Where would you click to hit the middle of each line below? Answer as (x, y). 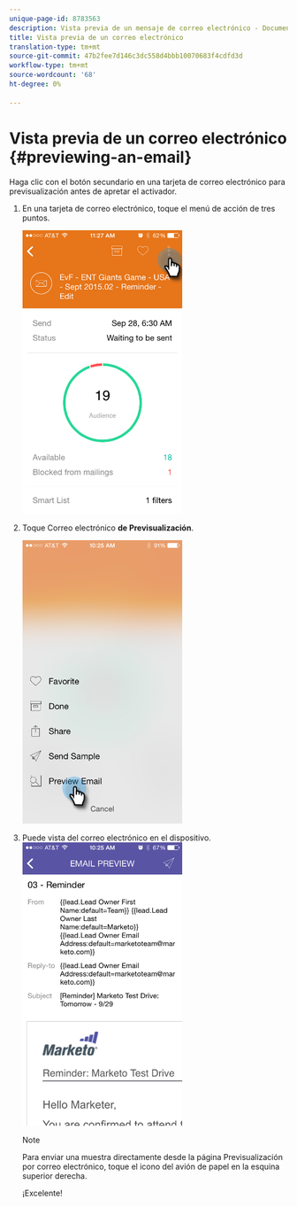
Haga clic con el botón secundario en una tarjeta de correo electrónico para (147, 182)
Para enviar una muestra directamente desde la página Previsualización (152, 1157)
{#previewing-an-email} (101, 157)
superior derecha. (54, 1176)
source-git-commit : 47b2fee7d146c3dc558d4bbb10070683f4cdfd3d (126, 56)
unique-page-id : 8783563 (55, 19)
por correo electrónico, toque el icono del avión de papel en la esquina (151, 1166)
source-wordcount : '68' (53, 75)
